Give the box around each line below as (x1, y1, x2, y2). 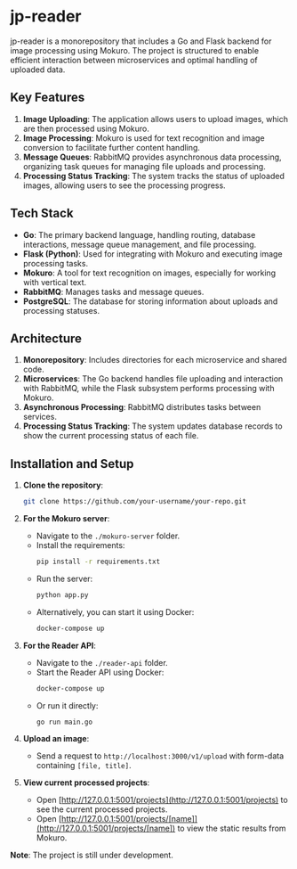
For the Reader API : (22, 640, 97, 651)
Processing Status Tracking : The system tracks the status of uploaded (22, 170, 285, 181)
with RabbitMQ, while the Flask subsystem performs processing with (22, 383, 275, 394)
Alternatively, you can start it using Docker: (36, 606, 195, 617)
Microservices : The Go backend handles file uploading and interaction (22, 373, 284, 384)
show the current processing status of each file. (22, 430, 199, 441)
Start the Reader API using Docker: (36, 667, 165, 677)
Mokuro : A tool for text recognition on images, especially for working (22, 267, 277, 278)
